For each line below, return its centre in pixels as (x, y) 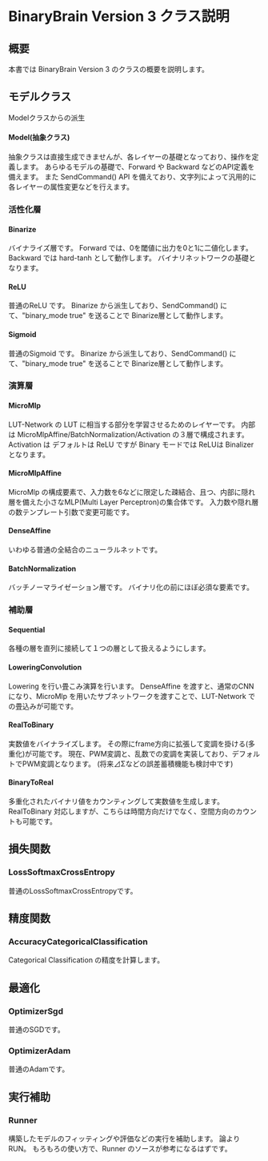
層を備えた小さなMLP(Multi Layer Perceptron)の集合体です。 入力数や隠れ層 (134, 502)
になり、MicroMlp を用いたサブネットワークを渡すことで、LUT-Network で (132, 696)
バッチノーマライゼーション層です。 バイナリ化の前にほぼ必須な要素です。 (131, 587)
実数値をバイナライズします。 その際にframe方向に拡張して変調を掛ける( (128, 743)
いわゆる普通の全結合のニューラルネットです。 (85, 550)
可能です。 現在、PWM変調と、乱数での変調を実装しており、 (132, 753)
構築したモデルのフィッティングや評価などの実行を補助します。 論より (124, 1139)
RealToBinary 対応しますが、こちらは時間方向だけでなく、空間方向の (122, 811)
